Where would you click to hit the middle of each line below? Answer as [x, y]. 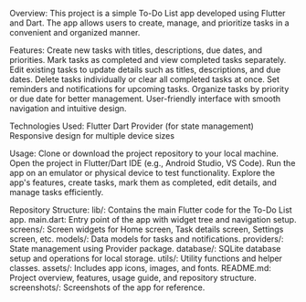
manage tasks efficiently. [57, 192]
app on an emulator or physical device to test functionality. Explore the [142, 173]
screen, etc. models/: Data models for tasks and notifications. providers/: [147, 239]
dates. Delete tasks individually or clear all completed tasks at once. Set [145, 79]
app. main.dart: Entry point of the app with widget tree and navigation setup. [153, 219]
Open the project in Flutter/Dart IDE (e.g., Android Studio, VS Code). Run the [153, 163]
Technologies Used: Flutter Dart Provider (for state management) [132, 126]
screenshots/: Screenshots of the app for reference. [107, 287]
